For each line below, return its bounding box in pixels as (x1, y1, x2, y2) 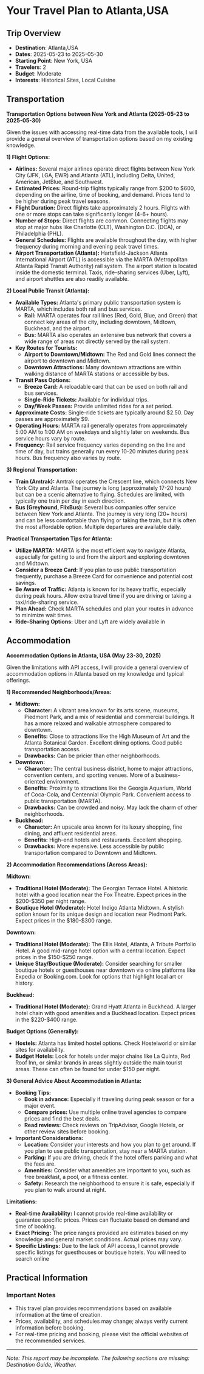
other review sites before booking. (24, 1128, 110, 1135)
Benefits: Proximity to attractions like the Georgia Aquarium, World (24, 784, 192, 791)
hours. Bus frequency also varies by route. (15, 454, 121, 461)
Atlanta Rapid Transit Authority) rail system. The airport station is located (15, 262, 197, 269)
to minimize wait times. (15, 611, 73, 618)
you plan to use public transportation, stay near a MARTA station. (24, 1147, 187, 1155)
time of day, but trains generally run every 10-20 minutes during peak (15, 447, 189, 455)
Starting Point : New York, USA (15, 57, 93, 64)
